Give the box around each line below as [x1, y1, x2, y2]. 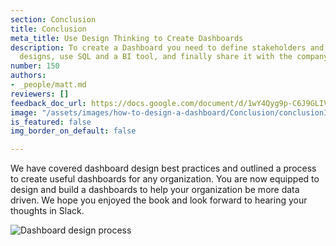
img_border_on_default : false [10, 126, 137, 136]
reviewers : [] [10, 89, 70, 99]
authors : [10, 71, 47, 81]
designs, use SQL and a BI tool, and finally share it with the [19, 52, 293, 62]
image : [10, 107, 38, 118]
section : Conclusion [10, 14, 97, 25]
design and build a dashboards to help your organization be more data [10, 184, 300, 196]
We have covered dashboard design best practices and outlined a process [10, 162, 317, 175]
